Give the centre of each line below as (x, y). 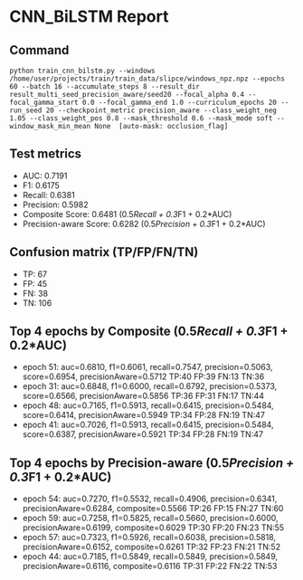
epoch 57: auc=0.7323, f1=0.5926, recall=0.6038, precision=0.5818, (149, 537)
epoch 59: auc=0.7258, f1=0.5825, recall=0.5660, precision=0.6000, (150, 518)
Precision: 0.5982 (55, 204)
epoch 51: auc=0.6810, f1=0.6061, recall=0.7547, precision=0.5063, (147, 367)
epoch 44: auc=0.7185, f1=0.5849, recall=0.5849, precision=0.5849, (150, 556)
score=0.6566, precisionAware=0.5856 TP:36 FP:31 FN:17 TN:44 (143, 396)
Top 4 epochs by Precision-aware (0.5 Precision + (152, 463)
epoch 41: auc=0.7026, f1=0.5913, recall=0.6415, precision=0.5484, (148, 425)
